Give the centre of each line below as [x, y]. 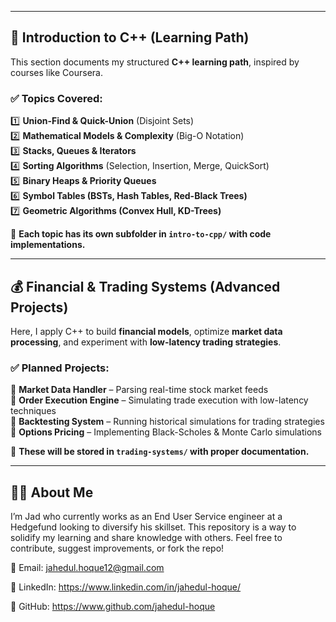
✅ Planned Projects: [60, 368]
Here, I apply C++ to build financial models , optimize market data [146, 331]
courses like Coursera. [56, 72]
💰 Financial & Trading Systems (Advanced [145, 286]
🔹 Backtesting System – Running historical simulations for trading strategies [167, 422]
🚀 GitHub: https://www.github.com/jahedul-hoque [113, 607]
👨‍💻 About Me [52, 492]
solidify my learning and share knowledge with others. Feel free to [146, 538]
